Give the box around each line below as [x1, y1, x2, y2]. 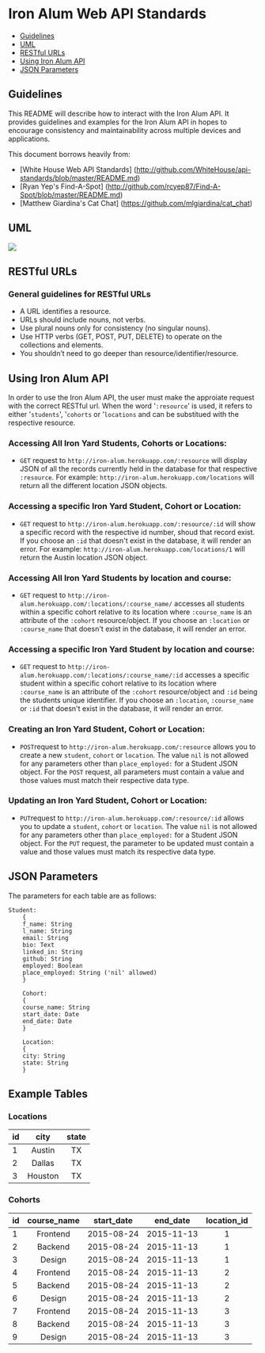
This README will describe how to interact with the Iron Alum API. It [8, 109, 229, 118]
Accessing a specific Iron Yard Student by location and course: [8, 644, 256, 655]
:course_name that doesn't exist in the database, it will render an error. [19, 624, 247, 633]
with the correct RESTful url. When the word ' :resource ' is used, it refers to [8, 401, 253, 411]
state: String [22, 1059, 69, 1067]
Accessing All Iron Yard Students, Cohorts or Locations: [8, 438, 227, 449]
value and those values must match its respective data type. [19, 847, 216, 856]
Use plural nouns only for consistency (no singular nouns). [19, 323, 211, 333]
